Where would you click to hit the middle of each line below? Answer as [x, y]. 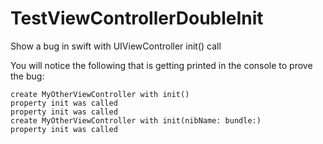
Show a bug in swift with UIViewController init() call [116, 46]
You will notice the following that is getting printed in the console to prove [161, 65]
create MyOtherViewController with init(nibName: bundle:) [136, 120]
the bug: [27, 76]
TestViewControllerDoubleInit [137, 18]
